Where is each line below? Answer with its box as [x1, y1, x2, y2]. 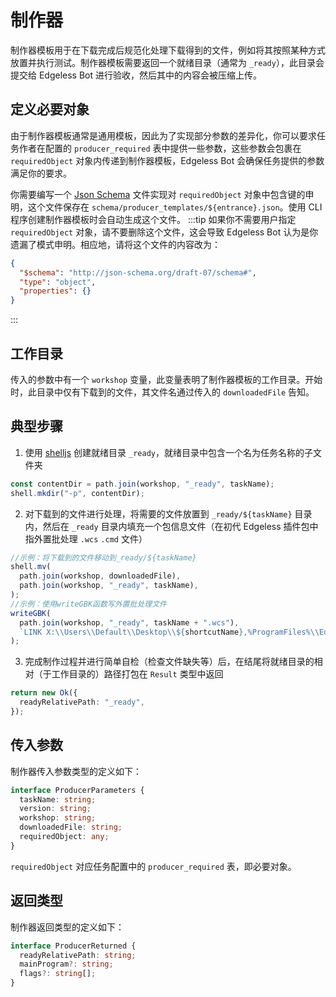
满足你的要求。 [10, 167, 72, 179]
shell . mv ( [10, 562, 52, 572]
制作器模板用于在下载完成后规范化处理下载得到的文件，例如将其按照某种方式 [10, 44, 326, 56]
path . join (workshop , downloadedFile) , [19, 571, 182, 581]
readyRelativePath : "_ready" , [19, 697, 145, 708]
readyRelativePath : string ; [19, 950, 137, 960]
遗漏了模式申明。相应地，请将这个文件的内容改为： [10, 238, 221, 250]
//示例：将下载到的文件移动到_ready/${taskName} [10, 552, 197, 563]
